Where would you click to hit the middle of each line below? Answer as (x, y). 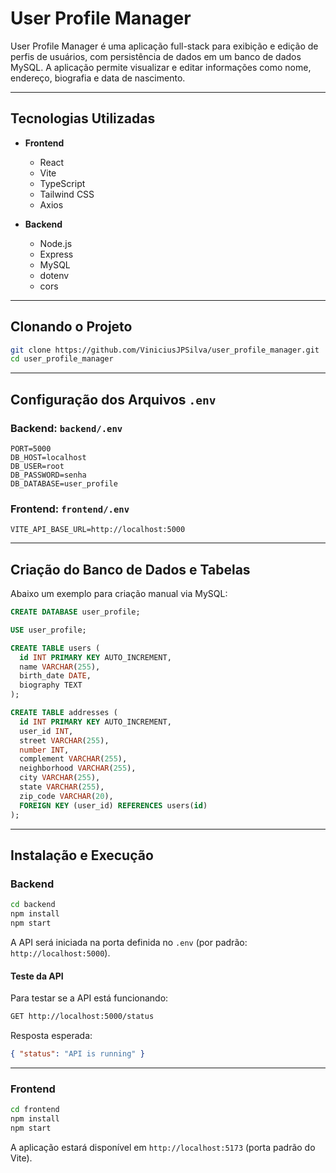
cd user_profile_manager (62, 359)
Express (56, 254)
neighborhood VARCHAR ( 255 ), (78, 768)
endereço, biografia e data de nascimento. (98, 78)
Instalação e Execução (82, 855)
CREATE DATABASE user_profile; (75, 612)
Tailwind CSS (67, 194)
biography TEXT (51, 685)
